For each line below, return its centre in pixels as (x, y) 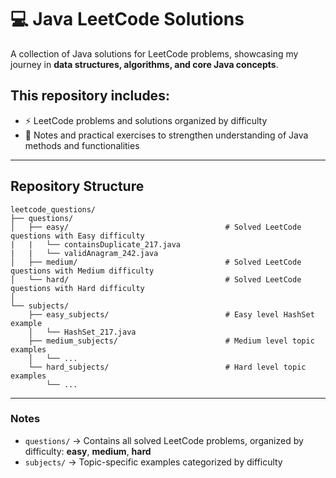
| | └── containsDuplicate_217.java (96, 244)
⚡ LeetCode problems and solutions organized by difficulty (146, 120)
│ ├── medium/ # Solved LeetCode (156, 262)
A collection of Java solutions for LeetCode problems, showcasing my (154, 53)
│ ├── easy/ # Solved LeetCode (156, 227)
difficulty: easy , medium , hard (88, 451)
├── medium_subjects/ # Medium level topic (171, 341)
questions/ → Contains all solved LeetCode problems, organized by (164, 440)
